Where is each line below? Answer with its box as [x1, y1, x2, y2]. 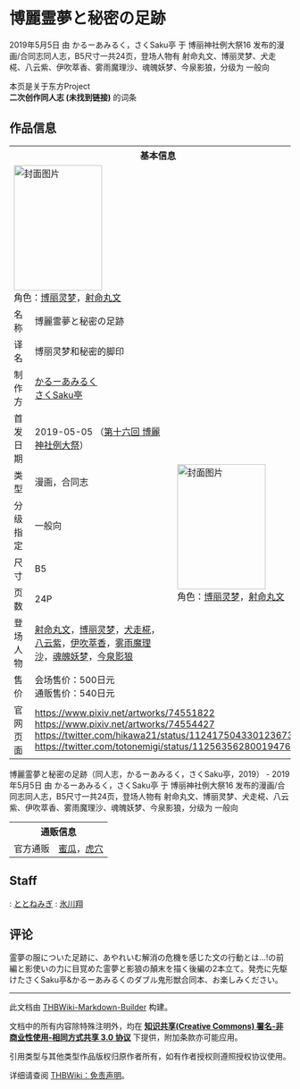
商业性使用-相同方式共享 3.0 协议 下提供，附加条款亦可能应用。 [9, 1032, 243, 1043]
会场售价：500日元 [34, 673, 115, 686]
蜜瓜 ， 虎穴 [58, 842, 104, 855]
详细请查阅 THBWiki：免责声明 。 [9, 1070, 129, 1081]
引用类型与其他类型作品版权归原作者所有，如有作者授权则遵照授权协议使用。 [9, 1051, 291, 1062]
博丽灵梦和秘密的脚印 [34, 345, 125, 358]
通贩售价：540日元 [34, 687, 115, 699]
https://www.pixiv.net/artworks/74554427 [34, 717, 215, 730]
